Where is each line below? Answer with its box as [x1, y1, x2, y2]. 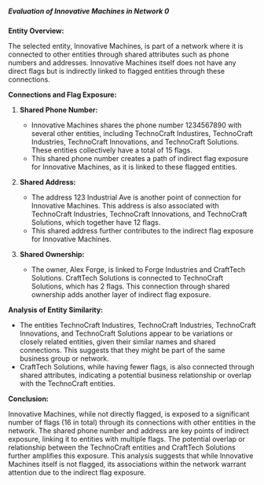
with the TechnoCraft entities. [19, 378, 115, 388]
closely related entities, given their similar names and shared [19, 336, 216, 346]
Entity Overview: [8, 26, 64, 35]
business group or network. [19, 354, 110, 363]
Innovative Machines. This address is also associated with [31, 200, 220, 210]
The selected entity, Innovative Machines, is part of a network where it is [8, 41, 244, 50]
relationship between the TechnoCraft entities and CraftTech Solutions [8, 443, 236, 452]
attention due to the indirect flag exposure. [8, 468, 147, 477]
